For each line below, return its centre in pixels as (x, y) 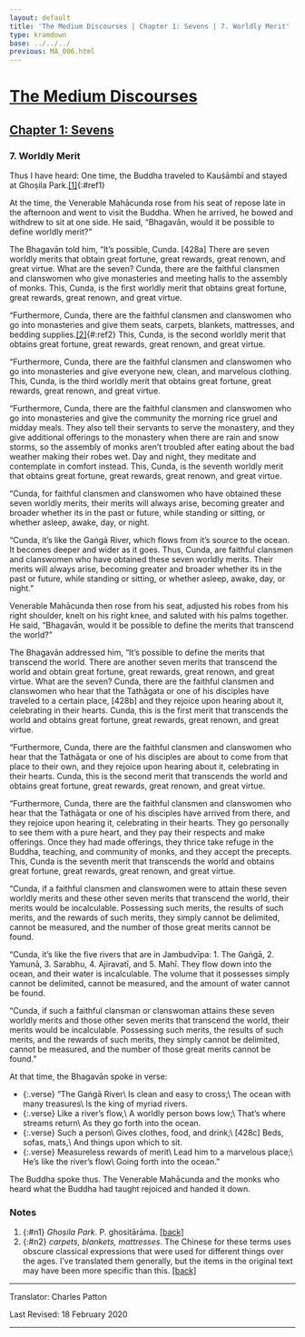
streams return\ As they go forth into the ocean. (112, 1123)
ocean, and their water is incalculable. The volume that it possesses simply (150, 974)
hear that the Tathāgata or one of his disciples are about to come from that (149, 757)
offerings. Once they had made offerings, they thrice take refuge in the (142, 842)
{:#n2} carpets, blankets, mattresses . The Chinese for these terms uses (157, 1242)
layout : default (40, 18)
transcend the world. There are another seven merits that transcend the (143, 662)
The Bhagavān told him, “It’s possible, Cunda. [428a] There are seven (139, 249)
